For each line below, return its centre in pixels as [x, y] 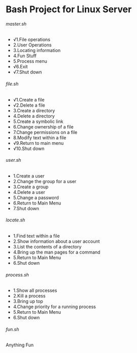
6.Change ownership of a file [43, 127]
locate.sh [15, 220]
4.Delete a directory [34, 116]
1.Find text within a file [36, 236]
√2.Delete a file [29, 105]
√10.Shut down [29, 148]
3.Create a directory [34, 110]
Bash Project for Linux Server [69, 9]
